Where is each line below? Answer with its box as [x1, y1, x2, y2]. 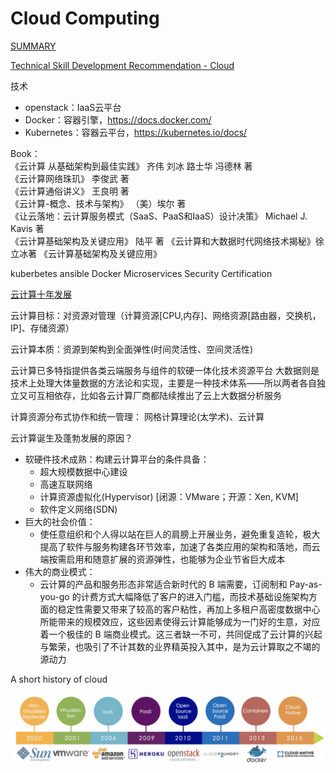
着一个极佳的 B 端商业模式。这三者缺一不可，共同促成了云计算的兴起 [39, 628, 323, 640]
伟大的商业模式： [24, 565, 96, 577]
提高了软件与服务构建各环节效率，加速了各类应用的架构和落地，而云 [39, 540, 321, 552]
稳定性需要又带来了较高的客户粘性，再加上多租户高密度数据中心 [57, 603, 321, 615]
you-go [39, 590, 70, 602]
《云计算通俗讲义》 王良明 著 [10, 185, 130, 197]
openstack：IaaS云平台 [24, 101, 122, 113]
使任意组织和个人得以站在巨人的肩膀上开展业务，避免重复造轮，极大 [39, 528, 321, 540]
